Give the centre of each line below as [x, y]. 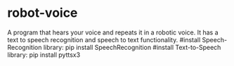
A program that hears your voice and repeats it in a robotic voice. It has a [113, 32]
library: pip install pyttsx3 [44, 55]
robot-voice [43, 13]
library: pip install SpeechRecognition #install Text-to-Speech [132, 47]
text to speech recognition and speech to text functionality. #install [104, 39]
